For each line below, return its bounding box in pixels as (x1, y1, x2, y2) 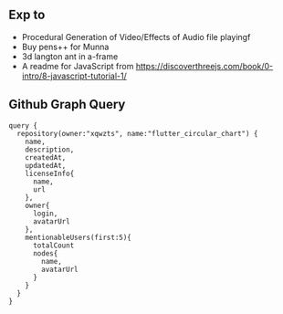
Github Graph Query (8, 97, 126, 112)
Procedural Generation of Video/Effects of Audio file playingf (21, 31, 251, 42)
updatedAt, (25, 161, 67, 170)
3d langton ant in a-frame (21, 50, 119, 62)
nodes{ (32, 248, 58, 258)
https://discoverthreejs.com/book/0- (135, 60, 274, 71)
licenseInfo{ (25, 169, 75, 178)
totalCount (32, 241, 75, 250)
